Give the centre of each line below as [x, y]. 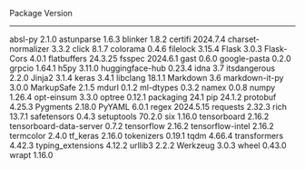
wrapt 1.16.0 [31, 155]
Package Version [41, 13]
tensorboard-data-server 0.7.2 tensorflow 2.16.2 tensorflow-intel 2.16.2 [142, 126]
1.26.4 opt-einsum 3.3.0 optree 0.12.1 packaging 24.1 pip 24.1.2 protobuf [143, 97]
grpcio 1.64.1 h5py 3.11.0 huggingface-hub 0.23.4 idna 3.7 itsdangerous [142, 68]
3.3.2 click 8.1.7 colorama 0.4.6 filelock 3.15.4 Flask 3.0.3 [157, 49]
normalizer [30, 49]
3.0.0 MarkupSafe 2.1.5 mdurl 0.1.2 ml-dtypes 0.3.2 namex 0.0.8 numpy [143, 87]
